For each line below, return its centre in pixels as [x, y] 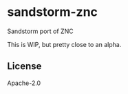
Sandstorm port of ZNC [40, 31]
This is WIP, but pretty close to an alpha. [64, 44]
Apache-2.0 [24, 83]
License [24, 66]
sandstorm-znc [53, 12]
